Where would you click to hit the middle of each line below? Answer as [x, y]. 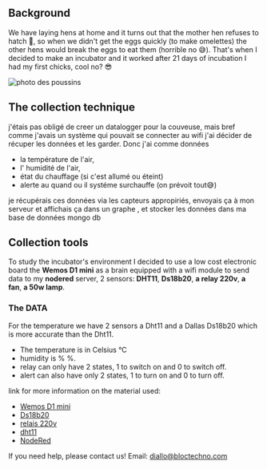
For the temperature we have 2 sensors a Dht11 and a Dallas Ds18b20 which [133, 325]
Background [39, 13]
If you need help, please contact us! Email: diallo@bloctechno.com [118, 455]
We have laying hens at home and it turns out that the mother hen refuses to [134, 32]
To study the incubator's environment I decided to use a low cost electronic [133, 262]
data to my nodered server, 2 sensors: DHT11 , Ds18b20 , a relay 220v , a [127, 279]
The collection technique [72, 107]
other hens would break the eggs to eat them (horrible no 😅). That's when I [133, 49]
